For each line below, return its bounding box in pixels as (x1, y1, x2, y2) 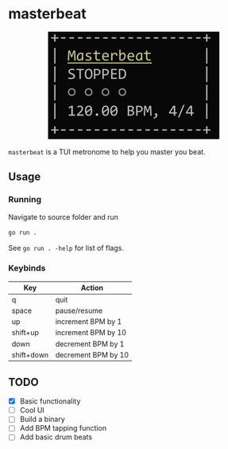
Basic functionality (19, 396, 81, 406)
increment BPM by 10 (55, 328, 127, 338)
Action (80, 283, 103, 293)
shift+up (11, 328, 40, 338)
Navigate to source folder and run (8, 212, 119, 221)
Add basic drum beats (19, 432, 93, 442)
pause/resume (55, 306, 103, 315)
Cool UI (19, 405, 45, 415)
